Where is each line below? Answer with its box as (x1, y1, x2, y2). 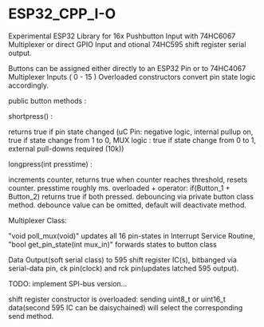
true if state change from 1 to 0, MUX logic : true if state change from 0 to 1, (8, 135, 257, 144)
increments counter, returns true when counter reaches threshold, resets (8, 175, 248, 184)
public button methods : (8, 96, 87, 105)
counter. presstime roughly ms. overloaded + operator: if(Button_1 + (8, 183, 231, 192)
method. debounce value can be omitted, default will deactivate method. (8, 200, 247, 210)
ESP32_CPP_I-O (8, 5, 116, 23)
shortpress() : (8, 111, 53, 120)
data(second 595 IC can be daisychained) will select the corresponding (8, 302, 243, 312)
